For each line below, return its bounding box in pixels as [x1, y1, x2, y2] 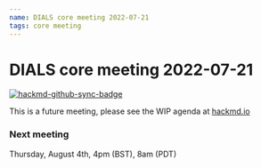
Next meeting [9, 128, 69, 140]
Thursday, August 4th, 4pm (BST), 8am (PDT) [9, 148, 177, 159]
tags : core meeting [9, 21, 82, 30]
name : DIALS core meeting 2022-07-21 [9, 12, 150, 22]
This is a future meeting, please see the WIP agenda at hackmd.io [9, 106, 251, 116]
